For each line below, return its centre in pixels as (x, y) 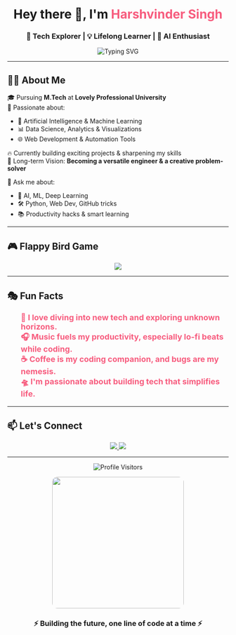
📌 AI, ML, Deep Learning (53, 196)
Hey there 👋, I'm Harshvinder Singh (118, 14)
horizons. (39, 327)
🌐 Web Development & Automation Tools (76, 139)
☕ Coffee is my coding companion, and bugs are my (120, 359)
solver (17, 168)
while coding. (47, 349)
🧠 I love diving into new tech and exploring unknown (120, 317)
